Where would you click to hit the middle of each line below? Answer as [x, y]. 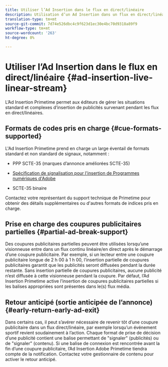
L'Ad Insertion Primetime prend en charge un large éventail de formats [77, 148]
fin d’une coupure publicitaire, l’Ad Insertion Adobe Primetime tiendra [76, 349]
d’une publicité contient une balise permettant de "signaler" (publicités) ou [82, 338]
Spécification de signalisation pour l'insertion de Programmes [76, 173]
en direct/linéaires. [24, 113]
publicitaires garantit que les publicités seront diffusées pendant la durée [80, 265]
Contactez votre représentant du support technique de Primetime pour [78, 198]
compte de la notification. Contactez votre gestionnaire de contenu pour [79, 354]
